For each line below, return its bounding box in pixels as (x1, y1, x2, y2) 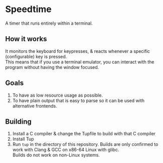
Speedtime (5, 4, 52, 15)
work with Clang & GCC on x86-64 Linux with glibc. (12, 147, 119, 153)
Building (5, 117, 32, 126)
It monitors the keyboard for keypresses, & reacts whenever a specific (5, 48, 150, 54)
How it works (5, 35, 47, 43)
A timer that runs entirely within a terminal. (5, 20, 93, 26)
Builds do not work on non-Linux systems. (12, 152, 100, 158)
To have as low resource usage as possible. (12, 92, 103, 98)
